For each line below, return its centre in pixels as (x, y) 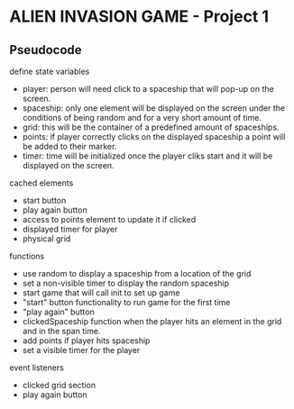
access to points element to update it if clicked (109, 219)
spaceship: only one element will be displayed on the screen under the (154, 108)
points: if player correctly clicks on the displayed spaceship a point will (154, 136)
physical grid (46, 239)
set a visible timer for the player (81, 350)
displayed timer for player (70, 229)
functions (27, 256)
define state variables (50, 71)
